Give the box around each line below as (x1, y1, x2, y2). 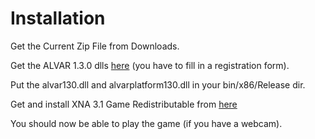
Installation (10, 7, 106, 30)
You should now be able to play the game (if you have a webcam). (10, 117, 283, 129)
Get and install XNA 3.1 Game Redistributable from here (10, 98, 238, 110)
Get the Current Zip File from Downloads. (10, 40, 180, 52)
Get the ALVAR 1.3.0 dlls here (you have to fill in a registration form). (10, 59, 290, 71)
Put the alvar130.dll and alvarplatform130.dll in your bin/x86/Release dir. (10, 78, 306, 91)
